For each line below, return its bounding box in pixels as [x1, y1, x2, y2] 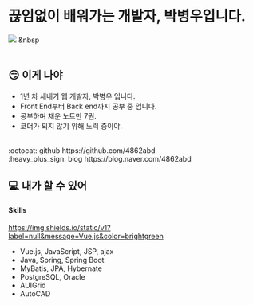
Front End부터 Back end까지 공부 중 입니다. [19, 101, 157, 111]
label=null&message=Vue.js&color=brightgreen [8, 232, 164, 241]
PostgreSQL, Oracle [19, 272, 85, 282]
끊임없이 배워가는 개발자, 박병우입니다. [8, 7, 246, 25]
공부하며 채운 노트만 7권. [19, 111, 97, 120]
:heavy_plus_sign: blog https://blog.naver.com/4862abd [8, 154, 192, 163]
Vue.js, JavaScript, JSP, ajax [19, 247, 114, 256]
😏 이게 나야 [8, 68, 64, 82]
